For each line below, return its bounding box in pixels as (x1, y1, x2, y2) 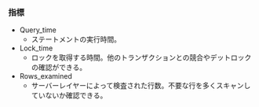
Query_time (19, 25, 57, 35)
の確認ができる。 (31, 63, 87, 72)
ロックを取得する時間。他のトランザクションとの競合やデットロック (31, 53, 252, 62)
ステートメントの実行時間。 (31, 35, 122, 44)
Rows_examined (19, 72, 72, 81)
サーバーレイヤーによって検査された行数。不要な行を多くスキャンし (31, 81, 251, 90)
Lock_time (19, 43, 53, 53)
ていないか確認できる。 (31, 90, 108, 100)
